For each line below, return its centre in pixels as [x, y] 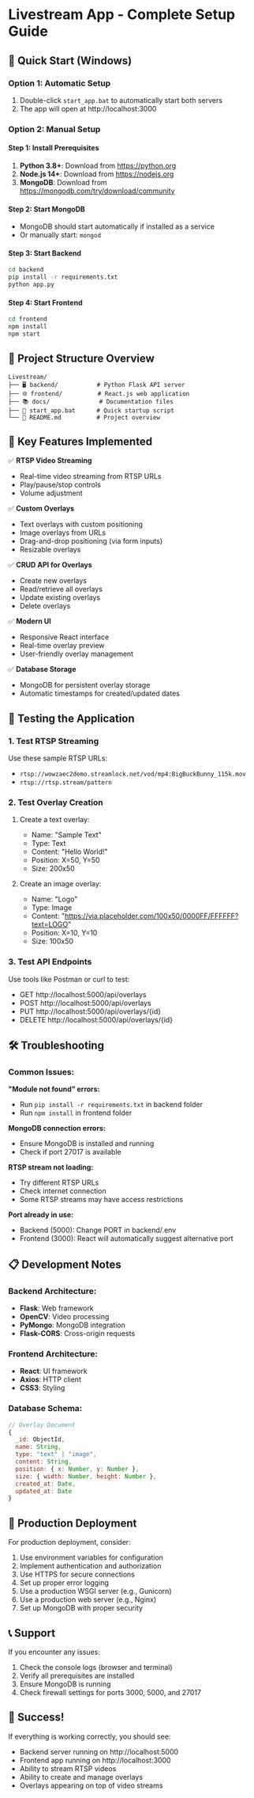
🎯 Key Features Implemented [80, 442]
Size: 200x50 [53, 869]
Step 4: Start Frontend [45, 302]
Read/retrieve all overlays [61, 589]
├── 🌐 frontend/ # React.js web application [99, 393]
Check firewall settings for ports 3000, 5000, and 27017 [110, 1692]
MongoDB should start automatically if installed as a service [117, 226]
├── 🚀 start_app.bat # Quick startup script [92, 410]
